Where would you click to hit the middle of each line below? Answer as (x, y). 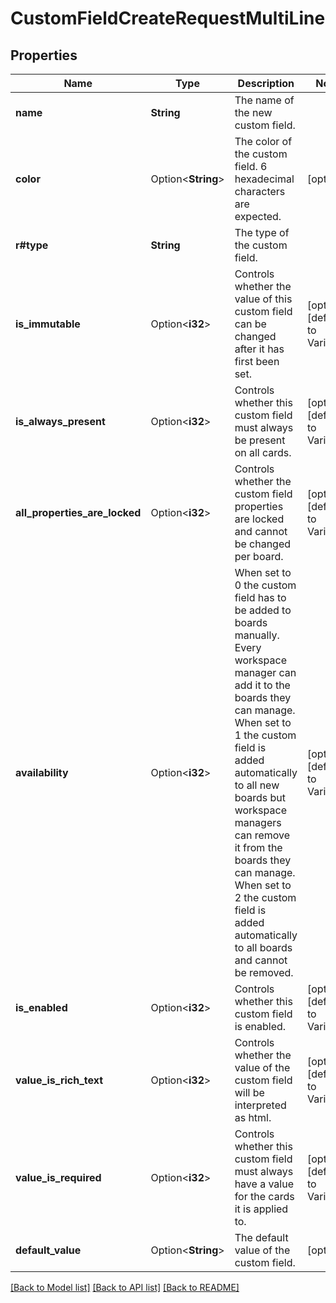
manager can (265, 672)
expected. (258, 216)
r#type (32, 245)
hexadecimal (264, 179)
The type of (262, 232)
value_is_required (58, 1177)
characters (260, 191)
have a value (264, 1184)
